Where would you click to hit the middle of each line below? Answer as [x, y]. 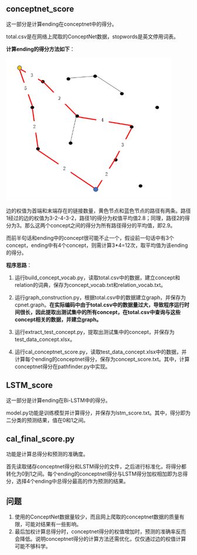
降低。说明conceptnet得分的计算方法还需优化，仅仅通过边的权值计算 [103, 539]
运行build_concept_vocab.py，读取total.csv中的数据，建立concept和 [97, 277]
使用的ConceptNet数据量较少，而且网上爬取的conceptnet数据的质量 [97, 517]
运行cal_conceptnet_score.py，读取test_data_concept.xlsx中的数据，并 [101, 352]
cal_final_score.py [40, 439]
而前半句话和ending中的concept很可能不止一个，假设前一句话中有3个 [90, 238]
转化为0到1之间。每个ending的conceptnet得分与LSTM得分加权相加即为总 [94, 474]
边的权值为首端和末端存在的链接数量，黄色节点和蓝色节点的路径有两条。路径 [98, 211]
